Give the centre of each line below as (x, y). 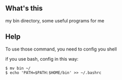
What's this (24, 8)
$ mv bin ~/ (18, 68)
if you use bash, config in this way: (42, 59)
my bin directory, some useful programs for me (55, 20)
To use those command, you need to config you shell (61, 49)
